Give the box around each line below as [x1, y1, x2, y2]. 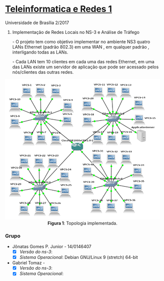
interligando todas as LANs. [12, 49, 69, 55]
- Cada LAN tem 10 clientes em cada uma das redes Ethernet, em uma [12, 58, 155, 64]
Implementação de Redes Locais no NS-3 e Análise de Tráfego [12, 29, 140, 35]
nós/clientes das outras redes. [12, 69, 74, 75]
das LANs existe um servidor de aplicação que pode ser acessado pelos [12, 64, 159, 70]
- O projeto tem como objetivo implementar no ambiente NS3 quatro [12, 38, 151, 45]
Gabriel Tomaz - [12, 260, 45, 266]
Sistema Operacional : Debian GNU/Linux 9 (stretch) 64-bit [19, 254, 138, 260]
